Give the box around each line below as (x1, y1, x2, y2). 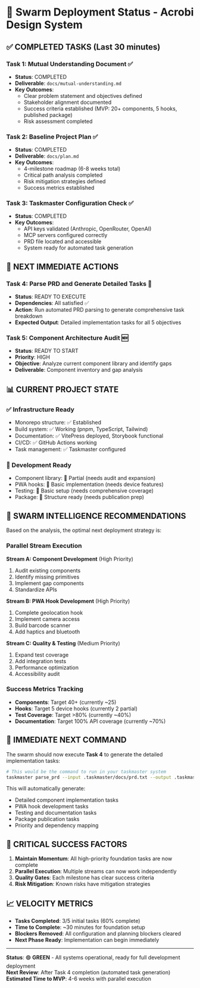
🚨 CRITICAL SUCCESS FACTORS (6, 839, 127, 850)
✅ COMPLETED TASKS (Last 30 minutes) (6, 42, 161, 52)
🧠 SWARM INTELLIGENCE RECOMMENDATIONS (6, 510, 186, 521)
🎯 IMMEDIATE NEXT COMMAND (6, 735, 127, 745)
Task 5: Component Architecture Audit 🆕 (6, 334, 129, 342)
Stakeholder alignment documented (23, 99, 112, 106)
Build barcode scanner (14, 621, 71, 629)
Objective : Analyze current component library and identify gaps (14, 360, 172, 367)
